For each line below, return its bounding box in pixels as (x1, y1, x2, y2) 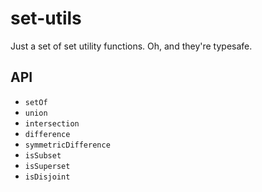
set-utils (10, 7, 82, 30)
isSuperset (24, 161, 71, 171)
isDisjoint (24, 172, 71, 182)
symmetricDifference (24, 140, 111, 150)
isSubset (24, 150, 62, 161)
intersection (24, 118, 80, 129)
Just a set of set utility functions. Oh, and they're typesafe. (10, 40, 253, 52)
